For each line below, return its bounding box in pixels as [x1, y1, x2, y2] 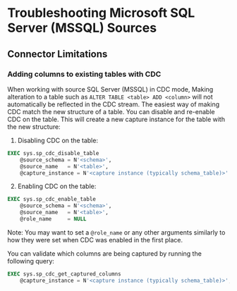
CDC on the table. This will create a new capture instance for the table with [7, 115, 226, 123]
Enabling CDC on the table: [17, 182, 97, 191]
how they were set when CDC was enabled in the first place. [7, 235, 183, 244]
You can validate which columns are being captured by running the [7, 249, 202, 258]
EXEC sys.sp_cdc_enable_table [7, 196, 97, 203]
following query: [7, 256, 55, 265]
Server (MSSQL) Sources [7, 20, 157, 36]
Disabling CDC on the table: [17, 136, 99, 144]
